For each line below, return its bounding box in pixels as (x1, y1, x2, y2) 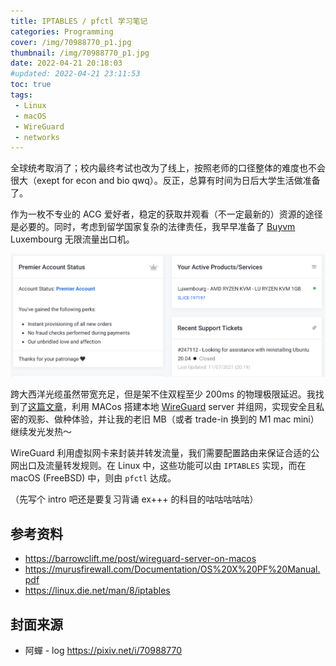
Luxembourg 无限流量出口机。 (10, 233, 135, 245)
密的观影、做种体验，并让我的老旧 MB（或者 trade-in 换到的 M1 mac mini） (10, 413, 320, 425)
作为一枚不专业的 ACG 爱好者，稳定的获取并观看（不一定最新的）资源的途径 (10, 208, 323, 220)
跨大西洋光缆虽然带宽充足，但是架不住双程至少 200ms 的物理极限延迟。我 (10, 388, 316, 400)
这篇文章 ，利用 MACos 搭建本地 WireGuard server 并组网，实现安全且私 (28, 401, 325, 413)
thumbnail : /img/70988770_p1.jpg (10, 48, 150, 58)
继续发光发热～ (10, 426, 72, 438)
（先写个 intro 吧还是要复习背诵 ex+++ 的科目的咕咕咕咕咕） (10, 493, 259, 505)
